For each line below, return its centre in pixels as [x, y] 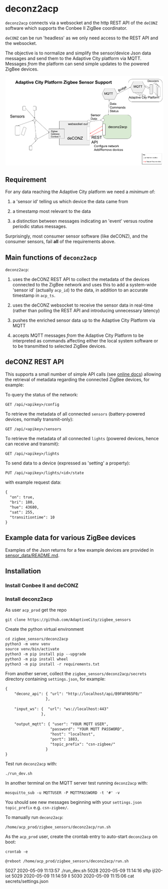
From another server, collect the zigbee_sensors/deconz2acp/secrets [76, 674]
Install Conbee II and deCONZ [42, 585]
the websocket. [21, 43]
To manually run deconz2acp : [34, 817]
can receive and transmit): [32, 444]
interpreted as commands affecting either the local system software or [85, 341]
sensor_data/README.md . [32, 555]
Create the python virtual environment [45, 629]
